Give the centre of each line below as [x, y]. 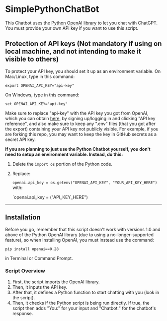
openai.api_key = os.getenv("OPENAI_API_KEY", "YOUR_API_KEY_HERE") [85, 183]
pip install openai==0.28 [32, 249]
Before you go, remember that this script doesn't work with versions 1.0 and [83, 229]
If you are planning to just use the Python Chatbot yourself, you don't [78, 149]
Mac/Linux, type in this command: [40, 76]
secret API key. [21, 139]
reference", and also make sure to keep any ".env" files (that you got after [80, 124]
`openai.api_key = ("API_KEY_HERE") [50, 197]
